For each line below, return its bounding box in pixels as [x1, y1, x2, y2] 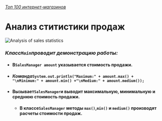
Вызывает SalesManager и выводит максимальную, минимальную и [12, 89, 156, 94]
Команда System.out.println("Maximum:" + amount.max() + [12, 73, 134, 79]
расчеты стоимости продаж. [19, 110, 82, 116]
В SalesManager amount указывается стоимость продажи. [12, 62, 133, 68]
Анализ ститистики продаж [5, 21, 125, 32]
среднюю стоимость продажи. [12, 94, 80, 100]
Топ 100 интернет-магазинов [5, 4, 66, 10]
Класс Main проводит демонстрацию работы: [5, 50, 118, 57]
